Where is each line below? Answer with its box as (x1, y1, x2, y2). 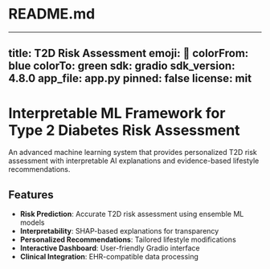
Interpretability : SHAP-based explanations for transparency (19, 226, 219, 236)
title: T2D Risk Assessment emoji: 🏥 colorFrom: (8, 47, 249, 60)
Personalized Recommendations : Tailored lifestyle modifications (19, 234, 237, 245)
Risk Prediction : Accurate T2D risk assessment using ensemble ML (19, 210, 244, 219)
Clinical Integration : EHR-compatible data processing (19, 252, 199, 262)
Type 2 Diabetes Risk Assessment (8, 121, 240, 139)
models (19, 218, 45, 227)
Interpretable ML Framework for (8, 104, 226, 122)
